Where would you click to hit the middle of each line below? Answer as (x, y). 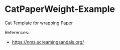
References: (17, 32)
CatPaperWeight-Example (60, 9)
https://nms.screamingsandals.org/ (48, 42)
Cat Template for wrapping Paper (39, 23)
